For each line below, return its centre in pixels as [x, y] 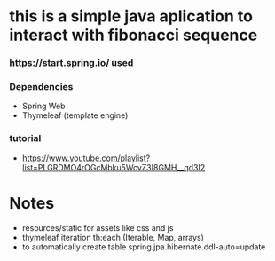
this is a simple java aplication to [131, 16]
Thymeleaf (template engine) [75, 115]
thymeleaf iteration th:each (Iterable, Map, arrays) [113, 237]
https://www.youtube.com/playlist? [86, 158]
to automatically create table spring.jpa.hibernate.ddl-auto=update [144, 247]
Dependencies [41, 87]
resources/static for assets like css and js [98, 227]
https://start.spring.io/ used [71, 63]
